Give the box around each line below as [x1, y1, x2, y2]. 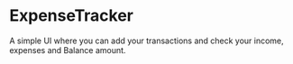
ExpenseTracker [9, 5, 133, 26]
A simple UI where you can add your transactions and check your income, [9, 35, 284, 46]
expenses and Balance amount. [9, 44, 126, 55]
